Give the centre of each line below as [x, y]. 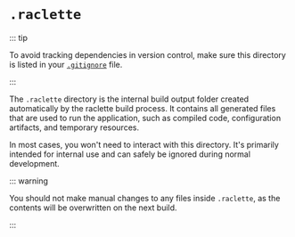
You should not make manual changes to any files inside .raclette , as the [145, 198]
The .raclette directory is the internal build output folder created [129, 99]
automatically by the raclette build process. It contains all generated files [143, 108]
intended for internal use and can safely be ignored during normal [130, 154]
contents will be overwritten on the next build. [93, 208]
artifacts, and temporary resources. [74, 127]
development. [34, 163]
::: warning [29, 181]
